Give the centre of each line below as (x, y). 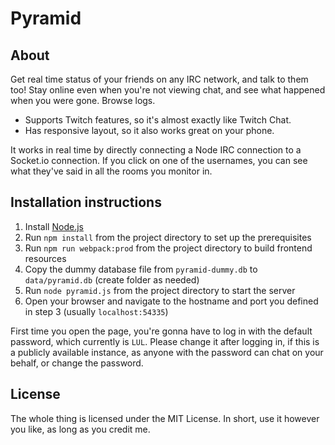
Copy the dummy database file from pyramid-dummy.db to (141, 269)
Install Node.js (54, 226)
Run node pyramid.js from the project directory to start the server (160, 290)
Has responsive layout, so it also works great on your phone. (149, 130)
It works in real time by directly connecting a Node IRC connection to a (156, 150)
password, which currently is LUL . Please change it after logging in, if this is (165, 341)
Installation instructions (86, 202)
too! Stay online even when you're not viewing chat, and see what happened (168, 90)
